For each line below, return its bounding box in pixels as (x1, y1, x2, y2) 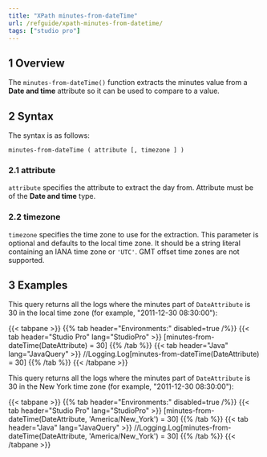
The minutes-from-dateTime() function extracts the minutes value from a (8, 78, 248, 87)
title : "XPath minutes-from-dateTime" (8, 11, 138, 20)
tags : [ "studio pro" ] (8, 26, 81, 34)
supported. (8, 255, 45, 265)
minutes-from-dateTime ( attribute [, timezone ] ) (8, 146, 184, 154)
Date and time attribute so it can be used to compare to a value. (8, 86, 220, 96)
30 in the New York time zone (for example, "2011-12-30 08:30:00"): (8, 382, 234, 391)
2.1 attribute (8, 164, 56, 176)
